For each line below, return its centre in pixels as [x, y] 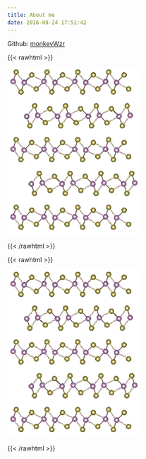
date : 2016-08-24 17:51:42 [47, 22]
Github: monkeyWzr [36, 43]
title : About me [31, 15]
